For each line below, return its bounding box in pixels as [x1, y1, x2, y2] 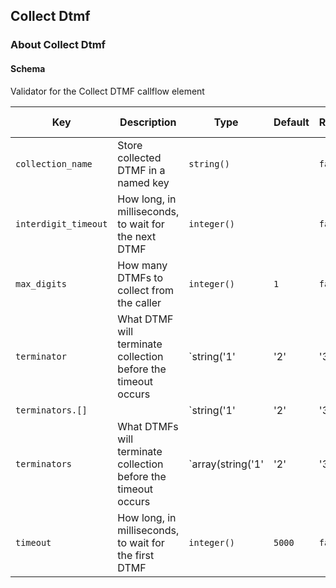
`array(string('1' [188, 457, 264, 471]
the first [117, 548, 155, 562]
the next [117, 229, 157, 243]
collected [117, 150, 162, 164]
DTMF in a [117, 163, 166, 177]
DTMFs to [117, 270, 164, 284]
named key [117, 175, 170, 189]
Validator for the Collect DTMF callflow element [10, 85, 205, 97]
